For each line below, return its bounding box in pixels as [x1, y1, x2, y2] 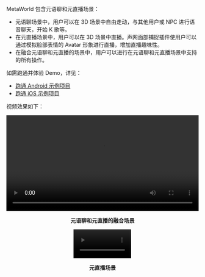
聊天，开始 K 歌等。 [20, 26, 71, 33]
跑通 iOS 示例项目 [15, 90, 60, 97]
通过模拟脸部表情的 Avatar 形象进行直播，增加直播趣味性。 [15, 41, 163, 48]
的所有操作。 [15, 57, 48, 63]
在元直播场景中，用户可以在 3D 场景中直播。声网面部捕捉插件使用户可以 [15, 33, 197, 41]
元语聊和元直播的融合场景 [70, 217, 135, 224]
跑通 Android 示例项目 [15, 82, 71, 89]
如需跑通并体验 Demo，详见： [6, 69, 82, 76]
